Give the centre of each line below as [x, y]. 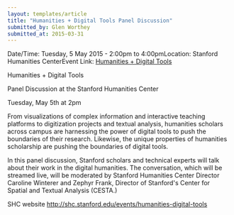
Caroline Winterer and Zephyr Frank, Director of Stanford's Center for [109, 183]
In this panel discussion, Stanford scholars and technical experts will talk [113, 160]
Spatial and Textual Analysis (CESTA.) [62, 191]
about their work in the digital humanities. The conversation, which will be [115, 168]
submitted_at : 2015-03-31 [45, 34]
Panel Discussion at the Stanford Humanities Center [83, 89]
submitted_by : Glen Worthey [49, 27]
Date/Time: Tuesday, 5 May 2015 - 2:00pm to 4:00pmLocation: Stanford [113, 54]
